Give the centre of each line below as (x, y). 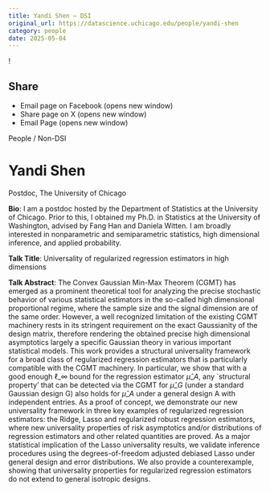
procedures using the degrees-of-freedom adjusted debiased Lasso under (132, 453)
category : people (37, 31)
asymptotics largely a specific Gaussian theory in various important (120, 342)
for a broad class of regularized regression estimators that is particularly (128, 359)
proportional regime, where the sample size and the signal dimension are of (133, 308)
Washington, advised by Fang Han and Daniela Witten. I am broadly (120, 225)
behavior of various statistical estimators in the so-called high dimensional (131, 299)
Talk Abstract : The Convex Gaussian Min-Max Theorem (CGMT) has (123, 283)
